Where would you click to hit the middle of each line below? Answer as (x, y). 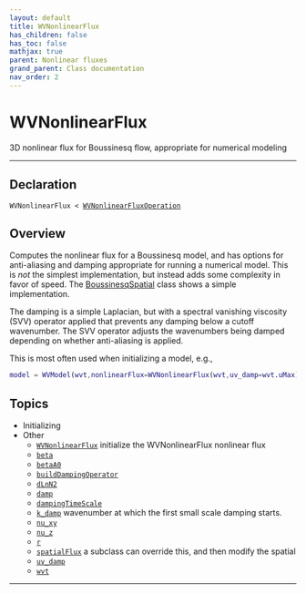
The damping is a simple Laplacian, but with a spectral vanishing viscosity (148, 312)
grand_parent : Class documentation (77, 69)
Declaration (43, 184)
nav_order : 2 (34, 77)
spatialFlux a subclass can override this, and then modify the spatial (166, 551)
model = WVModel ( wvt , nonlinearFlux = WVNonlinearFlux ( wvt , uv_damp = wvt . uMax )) (156, 375)
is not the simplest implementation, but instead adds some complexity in (145, 275)
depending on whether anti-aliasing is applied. (97, 341)
